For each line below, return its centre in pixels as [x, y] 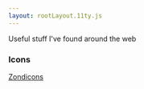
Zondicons [26, 76]
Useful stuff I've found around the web [72, 38]
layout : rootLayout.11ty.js [56, 16]
